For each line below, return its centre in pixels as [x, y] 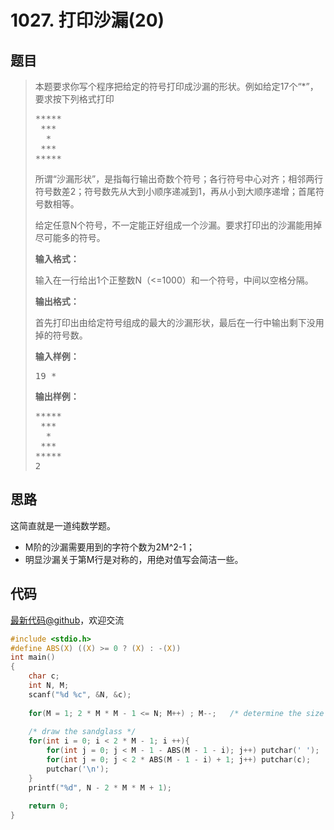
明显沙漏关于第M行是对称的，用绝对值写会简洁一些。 [134, 559]
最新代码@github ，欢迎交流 [67, 620]
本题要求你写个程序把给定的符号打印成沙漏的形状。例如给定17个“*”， [176, 86]
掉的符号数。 [61, 335]
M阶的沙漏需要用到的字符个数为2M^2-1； [109, 547]
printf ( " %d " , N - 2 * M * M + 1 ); [100, 787]
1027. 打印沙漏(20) [87, 20]
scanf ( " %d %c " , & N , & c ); [80, 694]
